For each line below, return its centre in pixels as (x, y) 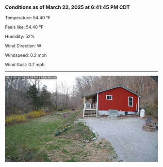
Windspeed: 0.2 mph (26, 55)
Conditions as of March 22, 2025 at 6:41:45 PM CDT (67, 7)
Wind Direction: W (23, 46)
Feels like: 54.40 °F (24, 27)
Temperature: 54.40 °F (28, 18)
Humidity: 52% (20, 37)
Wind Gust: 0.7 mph (25, 65)
